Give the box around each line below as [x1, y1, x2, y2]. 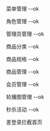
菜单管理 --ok [6, 5, 39, 12]
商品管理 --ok [6, 68, 39, 75]
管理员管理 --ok [6, 30, 44, 37]
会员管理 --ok [6, 81, 39, 88]
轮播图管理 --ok [6, 94, 44, 100]
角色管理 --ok [6, 18, 39, 25]
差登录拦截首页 [6, 119, 42, 126]
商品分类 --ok [6, 43, 39, 50]
